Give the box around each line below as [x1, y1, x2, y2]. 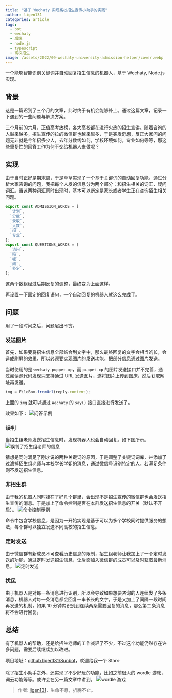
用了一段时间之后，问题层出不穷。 [5, 322, 77, 328]
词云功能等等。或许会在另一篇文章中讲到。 [5, 676, 95, 683]
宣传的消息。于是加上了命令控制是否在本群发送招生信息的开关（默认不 [9, 500, 158, 506]
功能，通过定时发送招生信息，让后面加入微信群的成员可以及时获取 [14, 557, 154, 563]
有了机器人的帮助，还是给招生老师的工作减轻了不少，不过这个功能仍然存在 [5, 640, 162, 646]
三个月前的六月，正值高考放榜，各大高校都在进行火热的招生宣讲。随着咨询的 [5, 124, 167, 131]
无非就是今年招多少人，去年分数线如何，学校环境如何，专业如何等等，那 [9, 137, 162, 143]
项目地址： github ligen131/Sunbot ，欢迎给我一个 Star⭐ [5, 658, 120, 664]
